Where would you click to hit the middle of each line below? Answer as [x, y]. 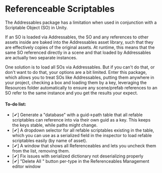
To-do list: [16, 104]
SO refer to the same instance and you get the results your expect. [72, 93]
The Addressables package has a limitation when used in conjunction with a [81, 22]
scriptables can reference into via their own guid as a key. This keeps [81, 120]
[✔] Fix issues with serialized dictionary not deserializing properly [78, 156]
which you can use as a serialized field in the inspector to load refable [82, 136]
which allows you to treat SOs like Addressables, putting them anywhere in [80, 77]
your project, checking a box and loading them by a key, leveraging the [76, 82]
